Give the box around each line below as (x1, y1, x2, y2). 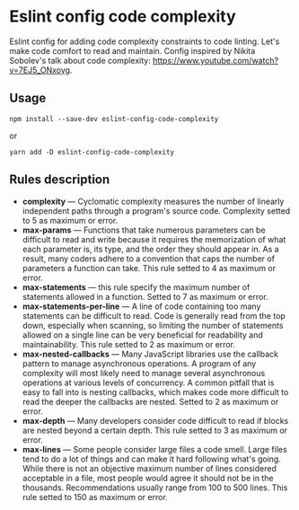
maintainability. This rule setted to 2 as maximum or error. (22, 339, 236, 349)
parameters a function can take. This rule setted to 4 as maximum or (22, 262, 277, 273)
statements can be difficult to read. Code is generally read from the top (22, 310, 286, 321)
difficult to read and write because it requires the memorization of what (22, 233, 286, 244)
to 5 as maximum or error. (22, 215, 119, 225)
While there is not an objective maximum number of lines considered (22, 462, 277, 473)
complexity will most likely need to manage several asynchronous (22, 367, 266, 378)
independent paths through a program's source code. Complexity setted (22, 205, 291, 216)
